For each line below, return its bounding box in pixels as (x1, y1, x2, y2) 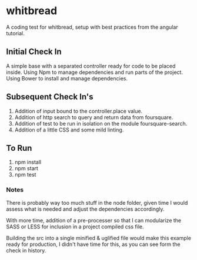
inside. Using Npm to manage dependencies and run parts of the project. (6, 69, 183, 76)
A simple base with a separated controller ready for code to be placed (6, 62, 176, 69)
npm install (14, 158, 42, 166)
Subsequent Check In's (6, 92, 94, 102)
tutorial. (6, 29, 25, 36)
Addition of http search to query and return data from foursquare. (14, 113, 173, 121)
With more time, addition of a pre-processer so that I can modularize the (6, 217, 182, 224)
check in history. (6, 247, 46, 254)
